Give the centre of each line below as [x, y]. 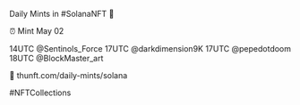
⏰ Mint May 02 [37, 31]
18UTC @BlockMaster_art [56, 58]
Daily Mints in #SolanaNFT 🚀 [62, 14]
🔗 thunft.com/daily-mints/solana [69, 75]
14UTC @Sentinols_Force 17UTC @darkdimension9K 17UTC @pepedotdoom [150, 48]
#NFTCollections [40, 93]
